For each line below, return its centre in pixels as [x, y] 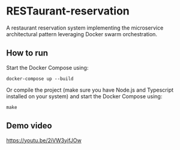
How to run [27, 53]
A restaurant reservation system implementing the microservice [85, 28]
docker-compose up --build [40, 79]
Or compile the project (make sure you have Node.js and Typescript [90, 90]
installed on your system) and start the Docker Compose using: [84, 96]
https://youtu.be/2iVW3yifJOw [44, 140]
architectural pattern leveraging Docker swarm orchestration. [82, 34]
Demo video [29, 126]
